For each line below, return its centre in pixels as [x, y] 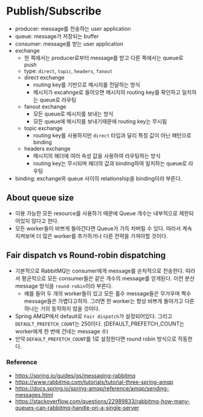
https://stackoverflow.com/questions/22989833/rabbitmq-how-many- [102, 401]
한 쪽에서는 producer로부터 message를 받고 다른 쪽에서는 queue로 [104, 57]
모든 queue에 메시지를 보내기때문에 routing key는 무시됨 [100, 121]
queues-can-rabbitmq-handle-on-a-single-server [77, 407]
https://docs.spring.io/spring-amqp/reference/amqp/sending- [92, 388]
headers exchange [47, 148]
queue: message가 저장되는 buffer [57, 36]
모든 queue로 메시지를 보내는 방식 [73, 114]
